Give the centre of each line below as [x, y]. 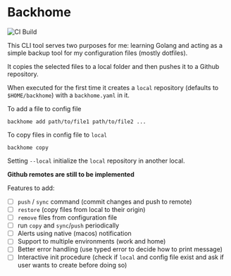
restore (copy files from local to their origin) [81, 209]
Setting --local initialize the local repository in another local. [96, 161]
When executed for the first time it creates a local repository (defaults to [113, 87]
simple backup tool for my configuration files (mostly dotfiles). [98, 53]
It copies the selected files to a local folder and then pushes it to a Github [113, 66]
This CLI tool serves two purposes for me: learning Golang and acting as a [115, 45]
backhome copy [28, 148]
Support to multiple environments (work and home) [92, 241]
